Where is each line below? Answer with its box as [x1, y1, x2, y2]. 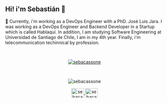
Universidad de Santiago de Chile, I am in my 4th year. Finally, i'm [5, 34, 141, 40]
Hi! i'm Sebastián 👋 [5, 5, 66, 13]
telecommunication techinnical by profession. [5, 39, 100, 45]
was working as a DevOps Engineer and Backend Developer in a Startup [5, 23, 155, 29]
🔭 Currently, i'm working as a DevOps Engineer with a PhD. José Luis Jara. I [5, 18, 162, 24]
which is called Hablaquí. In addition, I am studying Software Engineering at [5, 28, 162, 35]
